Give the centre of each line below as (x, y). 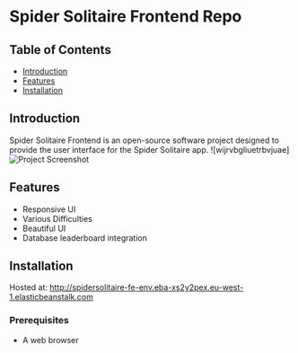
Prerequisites (39, 321)
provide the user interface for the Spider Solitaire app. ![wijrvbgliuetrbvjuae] (149, 149)
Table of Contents (61, 50)
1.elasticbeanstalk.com (52, 297)
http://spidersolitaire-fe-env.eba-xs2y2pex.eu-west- (146, 287)
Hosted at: (28, 287)
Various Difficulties (57, 218)
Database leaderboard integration (85, 238)
